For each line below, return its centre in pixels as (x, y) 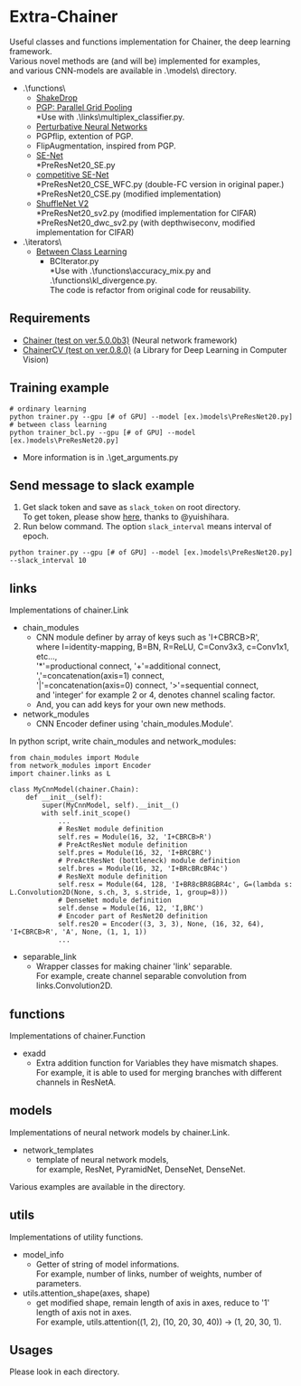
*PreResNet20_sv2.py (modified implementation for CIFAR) (146, 213)
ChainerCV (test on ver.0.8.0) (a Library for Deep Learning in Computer (155, 349)
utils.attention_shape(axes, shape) (86, 1293)
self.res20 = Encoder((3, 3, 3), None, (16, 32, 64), (161, 925)
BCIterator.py (74, 261)
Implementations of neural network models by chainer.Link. (120, 1132)
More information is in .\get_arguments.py (100, 457)
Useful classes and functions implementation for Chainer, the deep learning (150, 42)
